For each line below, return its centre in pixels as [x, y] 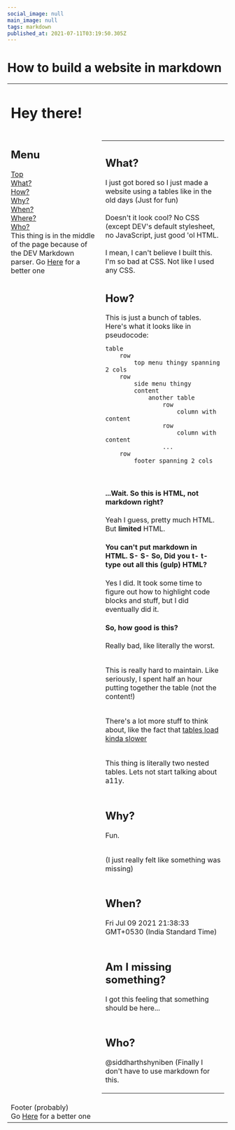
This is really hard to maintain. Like [162, 670]
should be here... [133, 1008]
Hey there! [47, 113]
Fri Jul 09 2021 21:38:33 [147, 923]
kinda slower [126, 739]
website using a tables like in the [158, 191]
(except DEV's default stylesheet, [160, 226]
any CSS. [120, 270]
